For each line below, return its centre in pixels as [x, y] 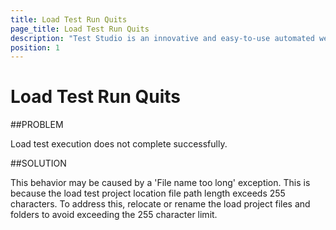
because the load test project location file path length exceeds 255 [148, 193]
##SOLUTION [38, 163]
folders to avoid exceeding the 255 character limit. [114, 215]
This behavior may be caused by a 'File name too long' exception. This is [160, 183]
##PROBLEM [37, 125]
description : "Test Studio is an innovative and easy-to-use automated [162, 38]
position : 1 [35, 47]
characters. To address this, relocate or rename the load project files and [160, 204]
